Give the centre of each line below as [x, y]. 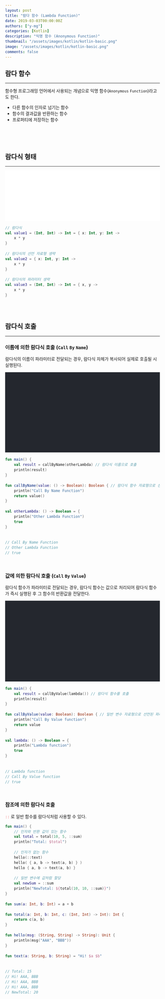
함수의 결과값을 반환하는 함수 [40, 114]
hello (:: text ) [28, 857]
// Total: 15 [18, 971]
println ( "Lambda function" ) [42, 745]
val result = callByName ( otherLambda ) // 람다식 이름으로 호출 [75, 465]
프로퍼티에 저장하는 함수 [35, 120]
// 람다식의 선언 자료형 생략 [30, 254]
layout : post [18, 10]
